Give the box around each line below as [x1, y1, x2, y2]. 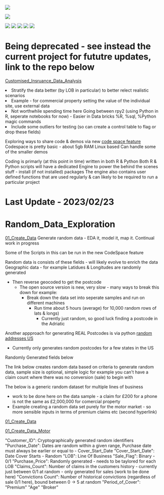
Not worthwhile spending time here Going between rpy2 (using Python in [11, 108, 159, 114]
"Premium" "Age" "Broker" [5, 484, 59, 490]
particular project [5, 179, 40, 185]
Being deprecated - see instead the [5, 41, 151, 52]
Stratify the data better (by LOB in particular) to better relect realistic [11, 87, 149, 93]
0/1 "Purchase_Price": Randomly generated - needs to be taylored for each [5, 458, 156, 464]
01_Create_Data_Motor [5, 428, 50, 434]
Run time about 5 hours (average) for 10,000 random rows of [34, 305, 157, 311]
